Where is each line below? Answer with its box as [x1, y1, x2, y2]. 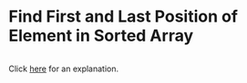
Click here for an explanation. [8, 63, 119, 74]
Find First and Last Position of [8, 6, 239, 27]
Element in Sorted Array [8, 25, 194, 46]
